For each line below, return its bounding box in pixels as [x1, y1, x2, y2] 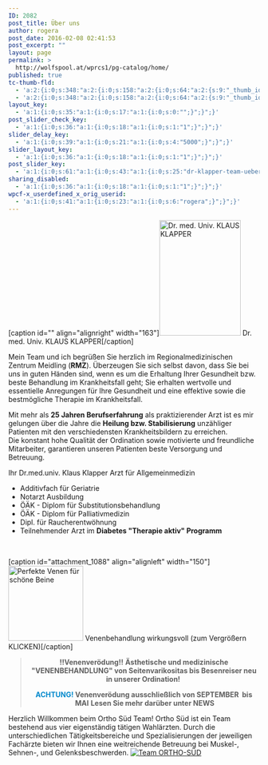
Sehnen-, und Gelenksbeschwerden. [8, 747, 129, 757]
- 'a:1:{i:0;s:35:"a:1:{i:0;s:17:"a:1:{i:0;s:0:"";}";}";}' [15, 109, 219, 117]
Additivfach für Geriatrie [19, 483, 100, 492]
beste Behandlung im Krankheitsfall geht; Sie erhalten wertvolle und [8, 377, 231, 387]
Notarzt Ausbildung [19, 492, 85, 501]
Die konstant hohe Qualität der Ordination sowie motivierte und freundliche [8, 435, 254, 444]
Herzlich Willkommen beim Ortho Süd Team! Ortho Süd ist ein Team [8, 713, 231, 723]
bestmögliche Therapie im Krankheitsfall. [8, 394, 144, 404]
